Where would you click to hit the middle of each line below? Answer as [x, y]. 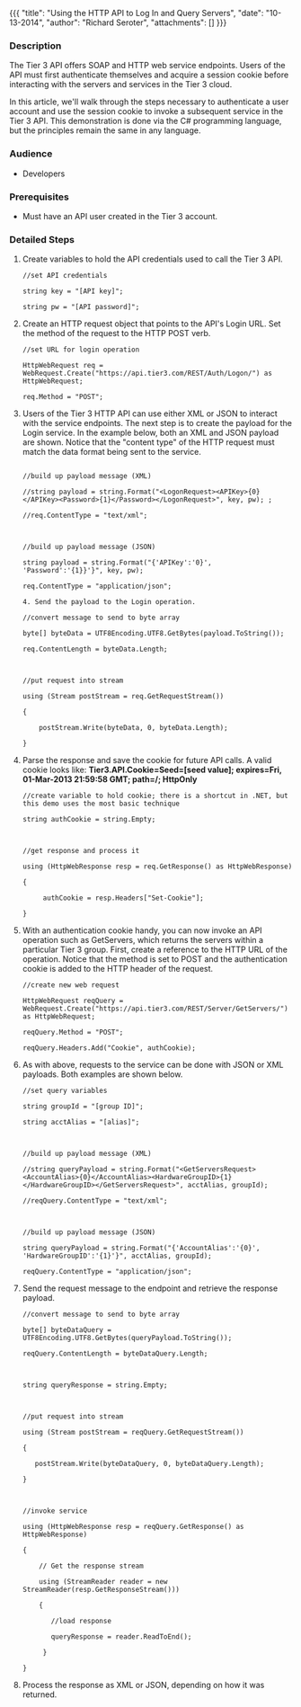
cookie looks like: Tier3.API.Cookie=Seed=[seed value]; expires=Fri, [152, 770]
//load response [81, 1622]
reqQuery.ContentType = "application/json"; [107, 1272]
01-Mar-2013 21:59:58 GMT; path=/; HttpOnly [110, 779]
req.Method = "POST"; [62, 397]
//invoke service [55, 1511]
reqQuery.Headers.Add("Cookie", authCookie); [109, 1048]
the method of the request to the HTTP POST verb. [116, 333]
